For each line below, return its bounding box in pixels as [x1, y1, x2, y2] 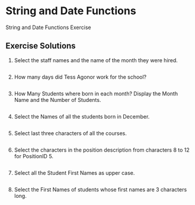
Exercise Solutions [5, 41, 76, 51]
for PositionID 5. [14, 152, 54, 159]
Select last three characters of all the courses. [14, 129, 127, 137]
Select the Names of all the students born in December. [14, 113, 150, 120]
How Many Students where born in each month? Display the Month [14, 90, 178, 97]
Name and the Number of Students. [14, 96, 101, 103]
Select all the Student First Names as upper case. [14, 169, 135, 176]
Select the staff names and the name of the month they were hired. [14, 56, 178, 63]
